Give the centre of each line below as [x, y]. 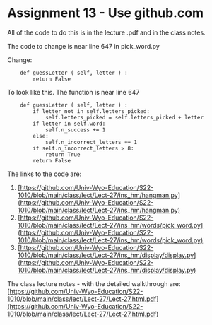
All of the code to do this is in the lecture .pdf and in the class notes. [107, 32]
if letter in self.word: [69, 124]
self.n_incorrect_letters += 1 [91, 142]
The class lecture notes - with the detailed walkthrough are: [94, 283]
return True [63, 154]
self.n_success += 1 [75, 130]
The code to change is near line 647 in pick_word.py [84, 46]
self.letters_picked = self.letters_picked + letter [124, 117]
